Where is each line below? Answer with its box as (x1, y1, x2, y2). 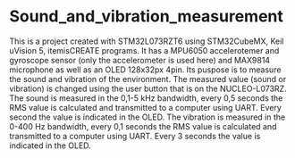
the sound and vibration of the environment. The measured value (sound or (9, 73, 287, 84)
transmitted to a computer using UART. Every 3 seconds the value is (9, 130, 261, 141)
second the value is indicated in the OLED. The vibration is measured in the (9, 112, 286, 122)
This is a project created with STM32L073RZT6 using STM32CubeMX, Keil (9, 36, 284, 46)
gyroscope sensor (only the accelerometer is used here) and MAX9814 (9, 54, 271, 65)
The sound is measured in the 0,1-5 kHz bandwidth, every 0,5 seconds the (9, 92, 283, 104)
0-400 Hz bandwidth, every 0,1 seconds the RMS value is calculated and (9, 121, 277, 131)
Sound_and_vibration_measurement (9, 6, 284, 27)
